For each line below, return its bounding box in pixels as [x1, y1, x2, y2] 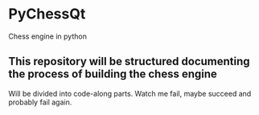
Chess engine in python [8, 31, 87, 41]
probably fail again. [8, 97, 72, 107]
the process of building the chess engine [8, 68, 217, 81]
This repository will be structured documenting [8, 55, 251, 68]
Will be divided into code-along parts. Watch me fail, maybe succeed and [8, 88, 252, 98]
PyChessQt [8, 5, 86, 23]
